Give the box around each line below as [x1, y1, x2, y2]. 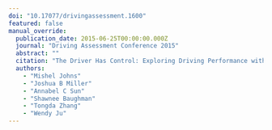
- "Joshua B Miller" [23, 79, 92, 87]
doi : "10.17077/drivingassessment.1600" [8, 11, 147, 20]
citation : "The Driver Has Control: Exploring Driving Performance [15, 57, 249, 65]
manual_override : [8, 27, 67, 35]
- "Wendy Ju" [23, 110, 67, 118]
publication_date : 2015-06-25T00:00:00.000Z [15, 34, 168, 43]
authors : [15, 65, 45, 73]
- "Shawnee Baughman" [23, 94, 96, 103]
